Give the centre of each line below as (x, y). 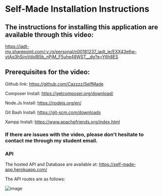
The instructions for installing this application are (82, 27)
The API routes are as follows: (35, 179)
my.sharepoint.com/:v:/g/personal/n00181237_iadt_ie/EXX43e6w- (71, 52)
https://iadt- (17, 46)
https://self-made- (117, 164)
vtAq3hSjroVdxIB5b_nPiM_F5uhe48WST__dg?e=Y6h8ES (62, 57)
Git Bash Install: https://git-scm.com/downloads (53, 112)
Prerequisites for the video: (48, 72)
